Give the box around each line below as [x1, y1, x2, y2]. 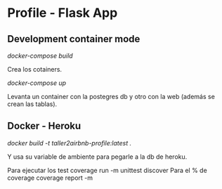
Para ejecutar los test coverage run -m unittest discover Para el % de [7, 166, 207, 174]
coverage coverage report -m [7, 174, 93, 182]
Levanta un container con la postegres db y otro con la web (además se [7, 93, 216, 100]
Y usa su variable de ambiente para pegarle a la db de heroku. [7, 152, 188, 161]
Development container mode [7, 33, 141, 45]
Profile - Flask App [7, 5, 118, 21]
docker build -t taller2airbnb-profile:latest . [7, 138, 132, 147]
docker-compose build [7, 51, 73, 60]
